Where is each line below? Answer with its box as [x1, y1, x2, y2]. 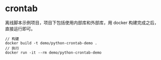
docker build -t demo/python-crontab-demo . [5, 40, 97, 45]
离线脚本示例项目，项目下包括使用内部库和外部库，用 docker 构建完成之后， [5, 20, 159, 25]
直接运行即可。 [5, 25, 35, 32]
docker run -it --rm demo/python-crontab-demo [5, 50, 102, 55]
